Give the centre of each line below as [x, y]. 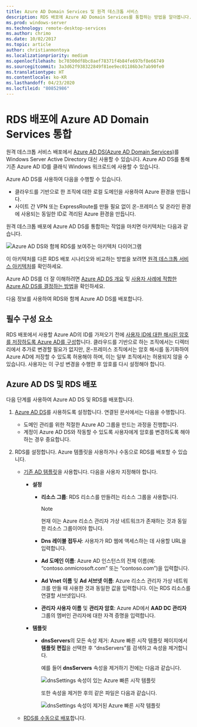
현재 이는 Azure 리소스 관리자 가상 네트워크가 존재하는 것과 [108, 521]
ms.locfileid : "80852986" [38, 89]
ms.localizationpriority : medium [47, 56]
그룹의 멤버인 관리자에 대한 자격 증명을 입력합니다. [98, 615]
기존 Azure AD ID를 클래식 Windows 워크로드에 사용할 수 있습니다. [83, 167]
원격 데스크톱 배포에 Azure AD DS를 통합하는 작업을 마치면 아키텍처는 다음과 [94, 226]
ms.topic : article [29, 45]
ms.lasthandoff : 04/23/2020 [41, 83]
